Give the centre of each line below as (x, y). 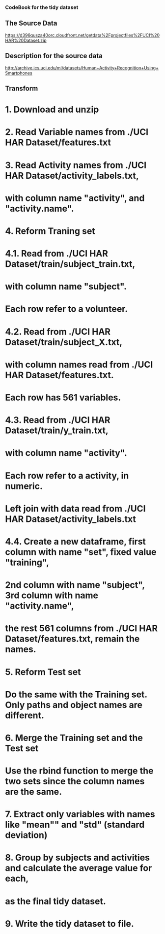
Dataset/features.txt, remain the (72, 639)
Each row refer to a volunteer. (67, 309)
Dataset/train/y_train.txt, (57, 431)
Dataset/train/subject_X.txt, (64, 342)
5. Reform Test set (43, 672)
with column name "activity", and (75, 198)
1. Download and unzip (52, 110)
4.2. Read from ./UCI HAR (58, 332)
